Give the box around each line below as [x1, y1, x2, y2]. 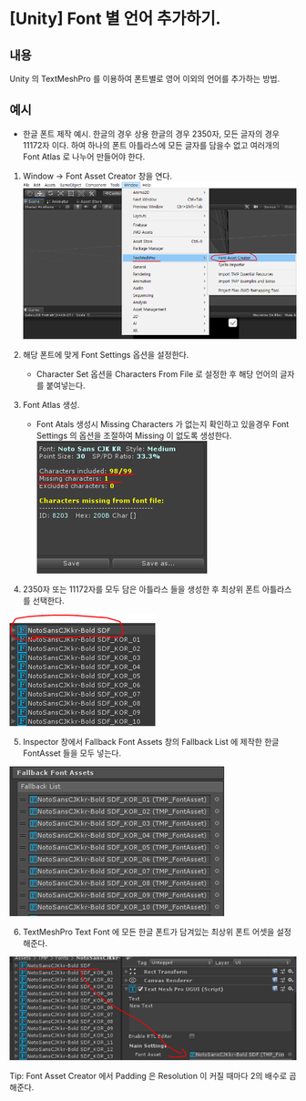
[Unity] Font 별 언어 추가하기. [9, 8, 221, 29]
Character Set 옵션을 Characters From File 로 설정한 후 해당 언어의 [36, 369, 279, 380]
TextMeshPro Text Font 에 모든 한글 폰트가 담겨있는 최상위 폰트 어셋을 [22, 926, 275, 938]
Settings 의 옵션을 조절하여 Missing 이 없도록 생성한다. [36, 430, 232, 442]
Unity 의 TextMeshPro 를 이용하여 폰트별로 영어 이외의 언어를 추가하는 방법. [9, 74, 280, 84]
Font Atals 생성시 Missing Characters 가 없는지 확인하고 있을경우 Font [36, 419, 290, 430]
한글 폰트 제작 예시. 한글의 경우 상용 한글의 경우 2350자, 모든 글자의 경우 [22, 128, 280, 139]
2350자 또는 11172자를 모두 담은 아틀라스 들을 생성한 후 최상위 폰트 [22, 584, 261, 595]
